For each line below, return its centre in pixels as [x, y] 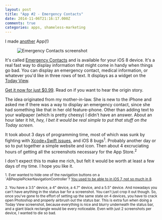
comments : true [20, 23]
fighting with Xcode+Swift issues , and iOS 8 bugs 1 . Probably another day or [81, 140]
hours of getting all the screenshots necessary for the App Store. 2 [71, 151]
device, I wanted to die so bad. [31, 213]
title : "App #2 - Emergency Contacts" [44, 14]
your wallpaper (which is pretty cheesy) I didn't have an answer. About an [79, 115]
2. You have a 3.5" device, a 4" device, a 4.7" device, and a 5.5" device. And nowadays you [81, 188]
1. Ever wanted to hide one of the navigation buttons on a [52, 175]
